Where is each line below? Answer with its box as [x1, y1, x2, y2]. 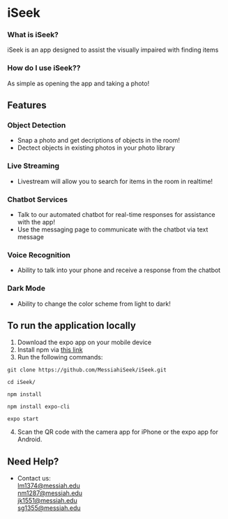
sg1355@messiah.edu [17, 504, 82, 512]
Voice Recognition [7, 250, 71, 259]
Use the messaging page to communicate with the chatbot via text [17, 225, 208, 234]
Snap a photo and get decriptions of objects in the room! [17, 136, 180, 145]
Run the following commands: [17, 353, 103, 362]
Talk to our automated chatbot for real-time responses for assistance [17, 211, 215, 219]
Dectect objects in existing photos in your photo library [17, 143, 176, 152]
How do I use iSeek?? [7, 63, 81, 73]
